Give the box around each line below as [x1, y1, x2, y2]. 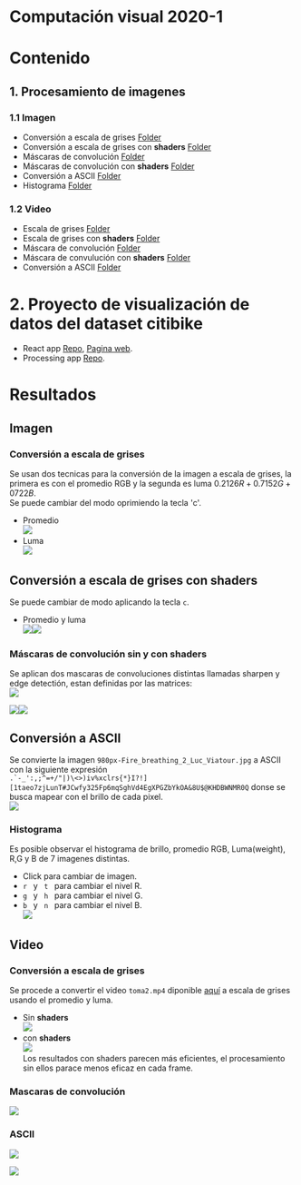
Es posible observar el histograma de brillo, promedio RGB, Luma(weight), [9, 844, 286, 854]
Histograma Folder [22, 180, 92, 192]
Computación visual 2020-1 [9, 6, 224, 27]
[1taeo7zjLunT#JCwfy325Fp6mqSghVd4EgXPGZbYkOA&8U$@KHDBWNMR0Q [9, 784, 249, 793]
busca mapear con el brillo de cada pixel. [9, 792, 163, 803]
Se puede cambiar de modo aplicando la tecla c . [9, 597, 189, 607]
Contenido [9, 48, 91, 69]
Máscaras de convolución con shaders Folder [22, 161, 195, 172]
